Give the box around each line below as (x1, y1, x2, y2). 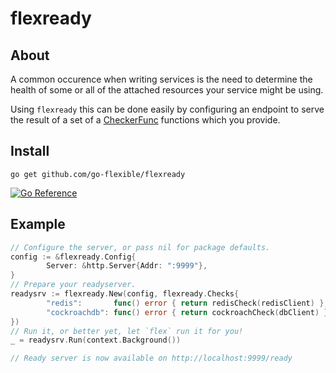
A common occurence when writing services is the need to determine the (10, 73, 313, 85)
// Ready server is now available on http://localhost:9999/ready (10, 353, 293, 364)
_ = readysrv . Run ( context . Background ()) (10, 335, 182, 346)
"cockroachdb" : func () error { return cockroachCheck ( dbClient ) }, (46, 307, 333, 317)
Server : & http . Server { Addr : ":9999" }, (46, 261, 208, 271)
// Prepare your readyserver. (10, 280, 137, 290)
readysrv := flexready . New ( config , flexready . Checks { (10, 289, 240, 299)
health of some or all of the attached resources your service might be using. (10, 84, 324, 96)
